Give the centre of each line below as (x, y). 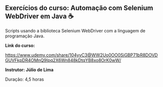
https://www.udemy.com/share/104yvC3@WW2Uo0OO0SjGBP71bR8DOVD (81, 55)
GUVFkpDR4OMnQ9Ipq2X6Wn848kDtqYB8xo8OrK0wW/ (63, 60)
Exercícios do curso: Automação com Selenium (79, 8)
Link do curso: (20, 45)
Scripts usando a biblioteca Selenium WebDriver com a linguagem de (75, 30)
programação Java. (25, 36)
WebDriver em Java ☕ (39, 16)
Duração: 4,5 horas (25, 79)
